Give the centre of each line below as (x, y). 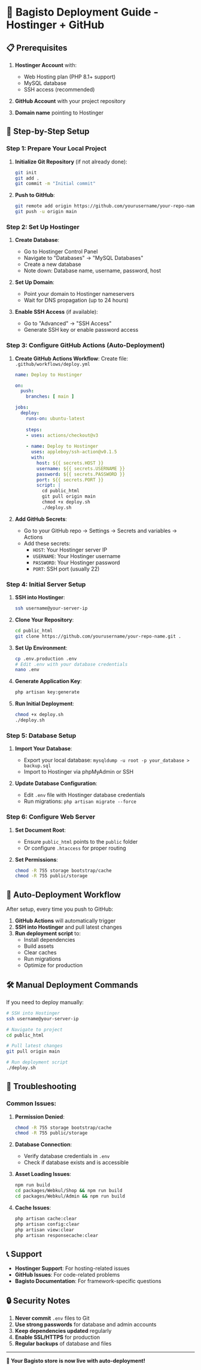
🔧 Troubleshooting (41, 1086)
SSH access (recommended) (59, 90)
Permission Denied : (39, 1117)
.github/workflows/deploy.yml (53, 364)
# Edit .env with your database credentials (71, 664)
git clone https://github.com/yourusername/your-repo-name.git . (98, 636)
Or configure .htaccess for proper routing (75, 848)
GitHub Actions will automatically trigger (65, 921)
